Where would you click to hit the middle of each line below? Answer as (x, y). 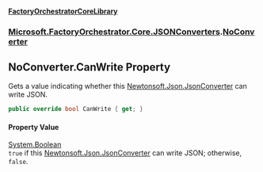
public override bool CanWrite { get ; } (76, 109)
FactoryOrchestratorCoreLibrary (63, 11)
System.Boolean (35, 145)
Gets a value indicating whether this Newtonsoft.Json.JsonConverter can (128, 86)
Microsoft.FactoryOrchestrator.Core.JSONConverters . (116, 32)
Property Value (34, 127)
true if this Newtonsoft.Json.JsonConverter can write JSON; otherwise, (125, 153)
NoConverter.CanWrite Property (90, 67)
